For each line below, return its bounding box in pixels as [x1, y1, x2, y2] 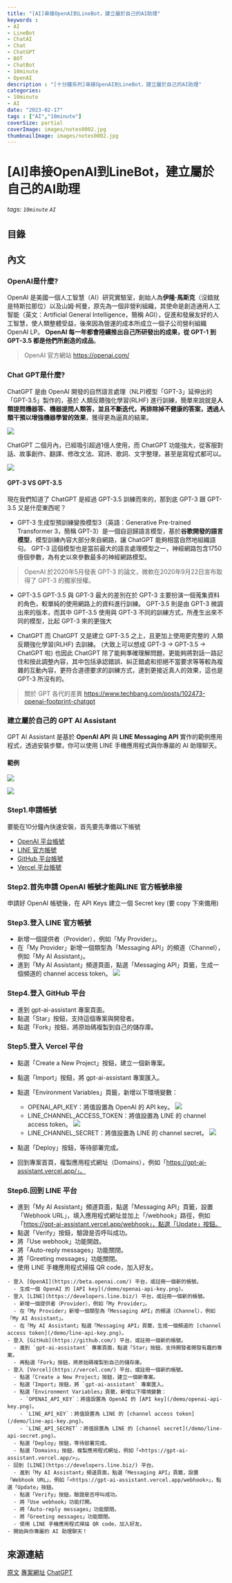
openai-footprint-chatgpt [23, 697, 95, 705]
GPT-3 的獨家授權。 [37, 576, 95, 584]
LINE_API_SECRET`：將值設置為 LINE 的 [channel [28, 1425, 161, 1432]
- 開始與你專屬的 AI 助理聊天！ [7, 1528, 88, 1535]
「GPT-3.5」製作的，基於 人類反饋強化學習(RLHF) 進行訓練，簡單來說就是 [7, 395, 217, 404]
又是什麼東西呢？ [17, 503, 67, 512]
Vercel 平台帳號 [17, 863, 62, 871]
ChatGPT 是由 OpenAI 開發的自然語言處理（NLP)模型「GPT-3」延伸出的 [7, 387, 213, 395]
